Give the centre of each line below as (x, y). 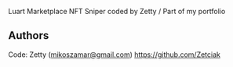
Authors (29, 35)
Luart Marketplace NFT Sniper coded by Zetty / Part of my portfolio (117, 11)
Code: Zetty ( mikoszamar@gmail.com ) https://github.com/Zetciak (115, 55)
